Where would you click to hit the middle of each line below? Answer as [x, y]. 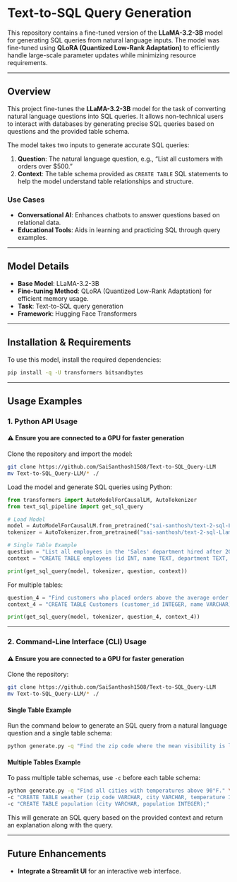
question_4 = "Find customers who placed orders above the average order [118, 597]
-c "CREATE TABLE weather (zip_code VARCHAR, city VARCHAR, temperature [116, 798]
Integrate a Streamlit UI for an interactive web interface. [99, 871]
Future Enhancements [57, 854]
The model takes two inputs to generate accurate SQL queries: [98, 145]
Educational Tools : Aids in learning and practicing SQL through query [119, 230]
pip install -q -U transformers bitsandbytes [75, 372]
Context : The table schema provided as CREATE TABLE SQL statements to [123, 173]
